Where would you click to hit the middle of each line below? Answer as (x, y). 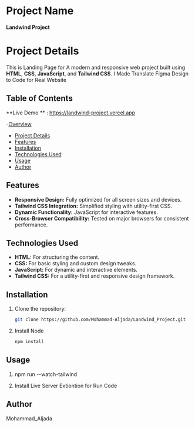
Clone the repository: (40, 309)
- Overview (19, 124)
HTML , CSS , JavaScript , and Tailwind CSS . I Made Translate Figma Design (97, 73)
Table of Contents (40, 98)
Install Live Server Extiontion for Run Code (66, 386)
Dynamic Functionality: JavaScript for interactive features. (86, 212)
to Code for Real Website (36, 80)
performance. (31, 225)
